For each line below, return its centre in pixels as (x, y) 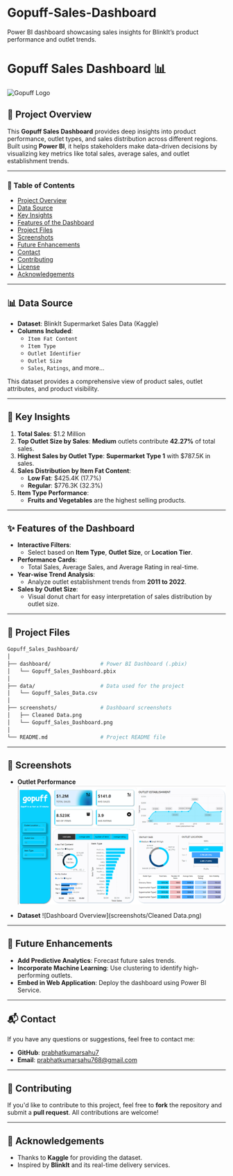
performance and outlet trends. (52, 39)
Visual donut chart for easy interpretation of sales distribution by (120, 597)
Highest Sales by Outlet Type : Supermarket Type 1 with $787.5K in (114, 455)
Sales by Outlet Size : (48, 589)
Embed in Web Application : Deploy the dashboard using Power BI (112, 982)
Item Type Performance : (53, 493)
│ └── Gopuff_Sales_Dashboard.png (60, 722)
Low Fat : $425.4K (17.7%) (64, 478)
